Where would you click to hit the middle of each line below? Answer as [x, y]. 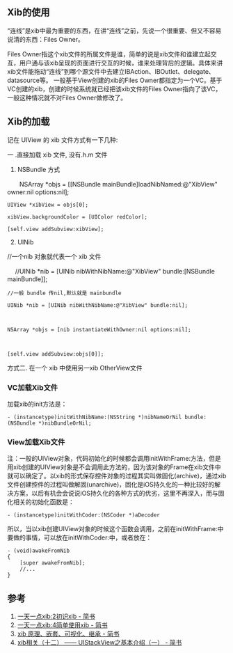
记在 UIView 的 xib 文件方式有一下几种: [63, 140]
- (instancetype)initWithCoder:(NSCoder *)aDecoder [83, 515]
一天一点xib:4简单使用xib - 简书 [62, 625]
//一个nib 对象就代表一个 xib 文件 [54, 256]
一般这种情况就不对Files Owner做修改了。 [67, 97]
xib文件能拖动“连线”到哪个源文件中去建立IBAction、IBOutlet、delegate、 [111, 71]
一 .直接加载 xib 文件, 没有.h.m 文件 [57, 155]
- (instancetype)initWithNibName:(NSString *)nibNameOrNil [95, 417]
